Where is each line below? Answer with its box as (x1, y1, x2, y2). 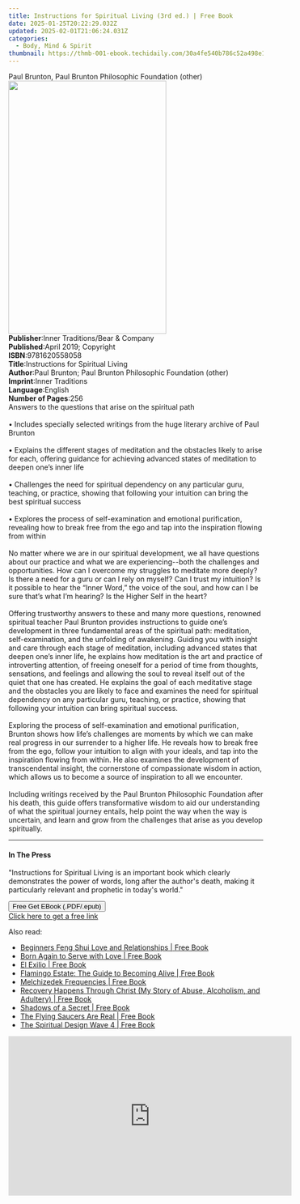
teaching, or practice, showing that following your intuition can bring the (8, 488, 249, 498)
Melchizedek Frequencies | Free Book (19, 977, 147, 987)
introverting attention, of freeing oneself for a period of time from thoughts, (8, 661, 259, 670)
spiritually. (8, 823, 43, 833)
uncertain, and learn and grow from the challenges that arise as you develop (8, 815, 263, 824)
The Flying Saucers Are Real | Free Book (19, 1011, 155, 1021)
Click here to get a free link (8, 912, 99, 921)
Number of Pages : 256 (8, 394, 83, 403)
